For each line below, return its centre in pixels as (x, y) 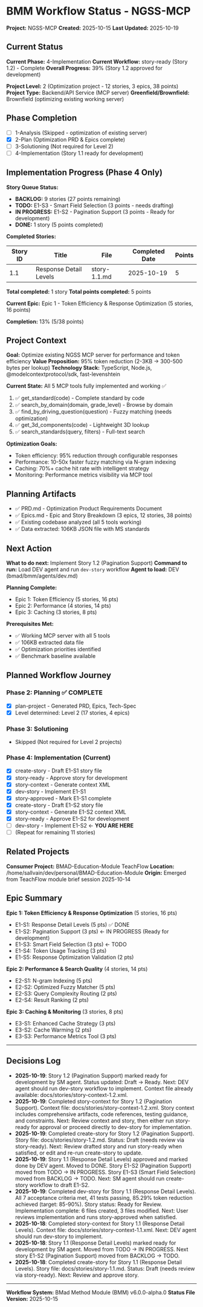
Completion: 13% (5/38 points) (45, 321)
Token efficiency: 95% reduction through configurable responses (96, 456)
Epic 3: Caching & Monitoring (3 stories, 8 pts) (65, 1012)
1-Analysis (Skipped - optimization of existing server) (81, 133)
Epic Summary (34, 898)
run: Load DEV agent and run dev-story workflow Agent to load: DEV (93, 570)
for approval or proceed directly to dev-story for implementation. (111, 1127)
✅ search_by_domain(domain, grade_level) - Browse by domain (94, 405)
